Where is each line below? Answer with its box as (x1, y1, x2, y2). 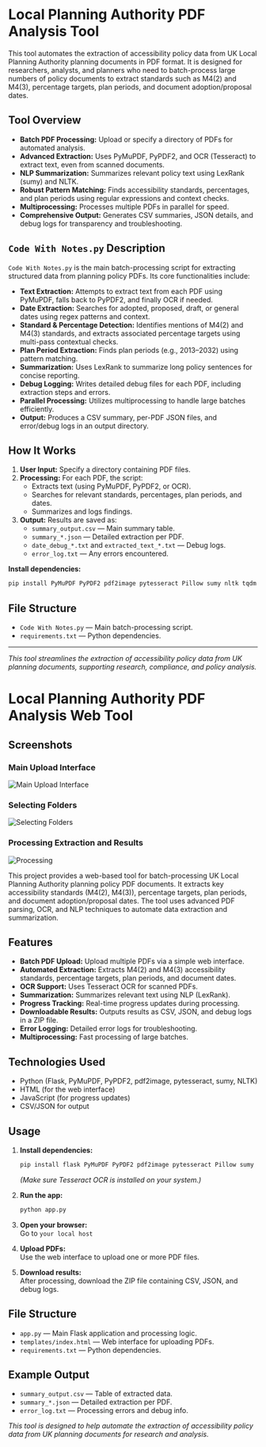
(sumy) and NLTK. (19, 177, 79, 186)
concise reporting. (19, 370, 80, 380)
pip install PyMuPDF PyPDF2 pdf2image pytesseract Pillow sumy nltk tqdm (8, 579, 257, 587)
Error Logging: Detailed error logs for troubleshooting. (19, 1024, 198, 1034)
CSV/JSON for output (19, 1102, 89, 1111)
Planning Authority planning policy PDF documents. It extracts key (8, 879, 224, 888)
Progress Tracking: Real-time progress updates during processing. (19, 999, 240, 1008)
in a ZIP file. (19, 1016, 59, 1025)
